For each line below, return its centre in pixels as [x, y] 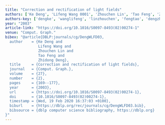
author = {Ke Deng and [36, 42]
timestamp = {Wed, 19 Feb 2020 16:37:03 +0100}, [60, 101]
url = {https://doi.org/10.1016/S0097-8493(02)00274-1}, [75, 92]
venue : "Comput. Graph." [30, 32]
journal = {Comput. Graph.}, [41, 69]
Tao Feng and [51, 55]
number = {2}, [27, 78]
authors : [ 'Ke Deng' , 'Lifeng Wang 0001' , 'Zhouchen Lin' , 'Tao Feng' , [80, 14]
